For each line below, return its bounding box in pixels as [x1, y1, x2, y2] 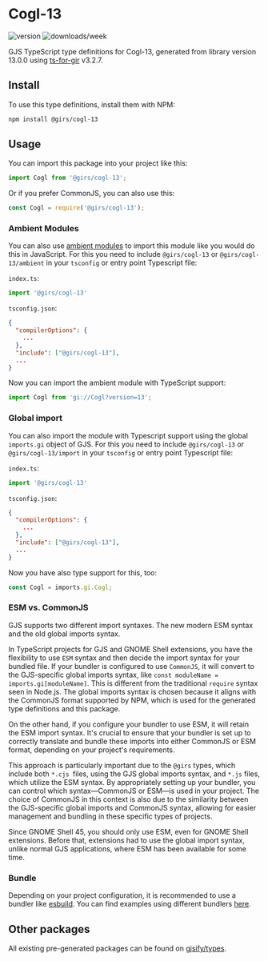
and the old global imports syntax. [8, 629, 121, 639]
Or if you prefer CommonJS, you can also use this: [8, 189, 175, 198]
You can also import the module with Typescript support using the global [8, 430, 248, 440]
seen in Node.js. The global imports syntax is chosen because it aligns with [8, 687, 257, 696]
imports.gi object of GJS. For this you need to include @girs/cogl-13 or [8, 439, 245, 449]
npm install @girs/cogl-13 [8, 115, 98, 123]
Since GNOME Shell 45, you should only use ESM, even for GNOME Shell [8, 827, 249, 836]
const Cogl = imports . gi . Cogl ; [8, 583, 113, 591]
